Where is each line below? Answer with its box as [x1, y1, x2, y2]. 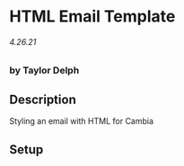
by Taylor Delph [9, 65, 80, 77]
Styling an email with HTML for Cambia [9, 116, 154, 127]
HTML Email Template [9, 6, 176, 27]
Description [9, 92, 76, 107]
